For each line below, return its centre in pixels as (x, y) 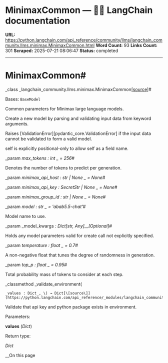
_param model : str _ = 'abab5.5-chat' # (45, 206)
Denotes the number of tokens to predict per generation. (63, 167)
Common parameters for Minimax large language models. (64, 108)
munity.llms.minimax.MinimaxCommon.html (50, 45)
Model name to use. (26, 216)
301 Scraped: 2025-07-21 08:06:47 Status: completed (62, 50)
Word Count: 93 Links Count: (126, 45)
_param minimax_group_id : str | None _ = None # (55, 196)
